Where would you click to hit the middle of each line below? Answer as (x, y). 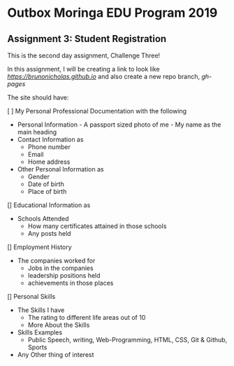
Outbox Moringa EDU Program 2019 (112, 13)
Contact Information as (50, 139)
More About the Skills (59, 325)
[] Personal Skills (31, 296)
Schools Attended (43, 219)
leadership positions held (64, 275)
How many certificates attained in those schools (97, 226)
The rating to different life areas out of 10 (87, 317)
